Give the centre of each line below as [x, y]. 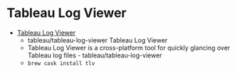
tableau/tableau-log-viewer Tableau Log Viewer [98, 40]
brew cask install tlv [61, 63]
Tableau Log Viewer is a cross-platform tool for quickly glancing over [129, 47]
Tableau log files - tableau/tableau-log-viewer [95, 55]
